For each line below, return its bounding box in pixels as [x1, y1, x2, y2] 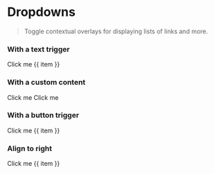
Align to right [7, 143, 52, 153]
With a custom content [7, 78, 86, 87]
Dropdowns [7, 4, 76, 20]
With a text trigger [7, 44, 70, 54]
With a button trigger [7, 110, 80, 120]
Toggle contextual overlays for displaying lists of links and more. [24, 27, 208, 35]
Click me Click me [7, 93, 59, 101]
